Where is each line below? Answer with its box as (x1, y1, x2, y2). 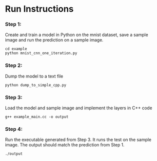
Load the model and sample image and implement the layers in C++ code (5, 105, 153, 111)
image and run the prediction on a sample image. (5, 37, 104, 43)
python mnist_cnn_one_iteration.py (5, 51, 78, 56)
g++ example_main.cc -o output (5, 115, 69, 120)
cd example (5, 46, 27, 52)
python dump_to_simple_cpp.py (5, 82, 67, 87)
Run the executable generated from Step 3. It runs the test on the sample (5, 137, 152, 142)
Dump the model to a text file (5, 73, 63, 79)
